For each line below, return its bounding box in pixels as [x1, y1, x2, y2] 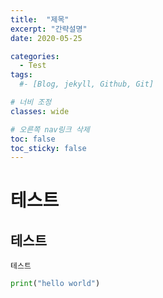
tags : [10, 70, 33, 80]
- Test [19, 61, 47, 71]
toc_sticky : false [10, 143, 87, 153]
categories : [10, 51, 60, 61]
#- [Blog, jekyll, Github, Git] [19, 79, 155, 90]
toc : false [10, 134, 56, 144]
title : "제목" [10, 14, 70, 25]
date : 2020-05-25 [10, 33, 83, 43]
